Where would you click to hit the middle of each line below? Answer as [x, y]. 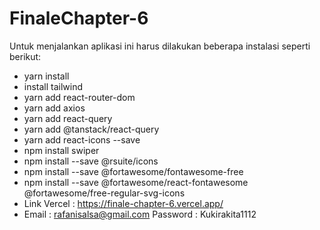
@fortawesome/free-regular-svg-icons [104, 193]
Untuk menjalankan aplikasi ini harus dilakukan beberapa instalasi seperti [160, 46]
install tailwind [53, 86]
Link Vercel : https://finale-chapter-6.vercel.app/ [123, 203]
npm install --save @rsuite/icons [91, 161]
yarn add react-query [68, 118]
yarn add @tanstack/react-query [91, 129]
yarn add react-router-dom [79, 97]
